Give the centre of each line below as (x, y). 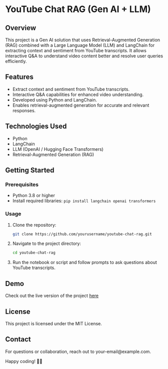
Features (19, 77)
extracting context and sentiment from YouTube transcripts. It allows (76, 51)
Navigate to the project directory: (47, 244)
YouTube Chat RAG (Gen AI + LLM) (78, 9)
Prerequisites (22, 185)
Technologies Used (36, 126)
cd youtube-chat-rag (34, 253)
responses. (24, 110)
